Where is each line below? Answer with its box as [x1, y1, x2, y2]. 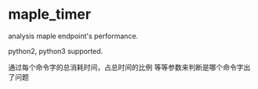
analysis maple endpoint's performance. [8, 31, 139, 41]
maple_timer [8, 5, 92, 23]
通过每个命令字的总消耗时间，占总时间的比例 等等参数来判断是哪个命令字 [8, 62, 244, 72]
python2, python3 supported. [8, 46, 104, 55]
